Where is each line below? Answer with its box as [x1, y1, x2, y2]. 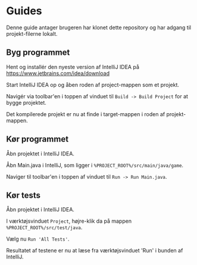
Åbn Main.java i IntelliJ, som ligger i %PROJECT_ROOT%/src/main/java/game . [6, 161, 183, 169]
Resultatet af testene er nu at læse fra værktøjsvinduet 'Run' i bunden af [6, 247, 183, 254]
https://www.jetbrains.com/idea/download [6, 70, 110, 77]
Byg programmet [6, 48, 70, 58]
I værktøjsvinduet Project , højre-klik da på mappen [6, 217, 132, 225]
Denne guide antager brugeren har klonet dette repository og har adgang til [6, 24, 192, 31]
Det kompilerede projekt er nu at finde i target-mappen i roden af [6, 110, 165, 117]
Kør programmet [6, 134, 69, 144]
